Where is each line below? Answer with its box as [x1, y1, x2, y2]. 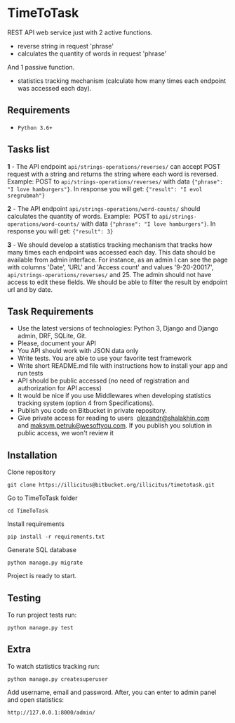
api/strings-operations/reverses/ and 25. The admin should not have [7, 270, 212, 279]
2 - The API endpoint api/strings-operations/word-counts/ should [7, 204, 201, 212]
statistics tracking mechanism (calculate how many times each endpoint [17, 76, 227, 85]
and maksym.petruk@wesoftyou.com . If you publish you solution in [17, 421, 213, 430]
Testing [7, 592, 41, 604]
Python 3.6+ [17, 124, 53, 132]
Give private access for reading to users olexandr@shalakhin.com [17, 414, 210, 423]
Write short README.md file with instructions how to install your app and [17, 361, 228, 370]
